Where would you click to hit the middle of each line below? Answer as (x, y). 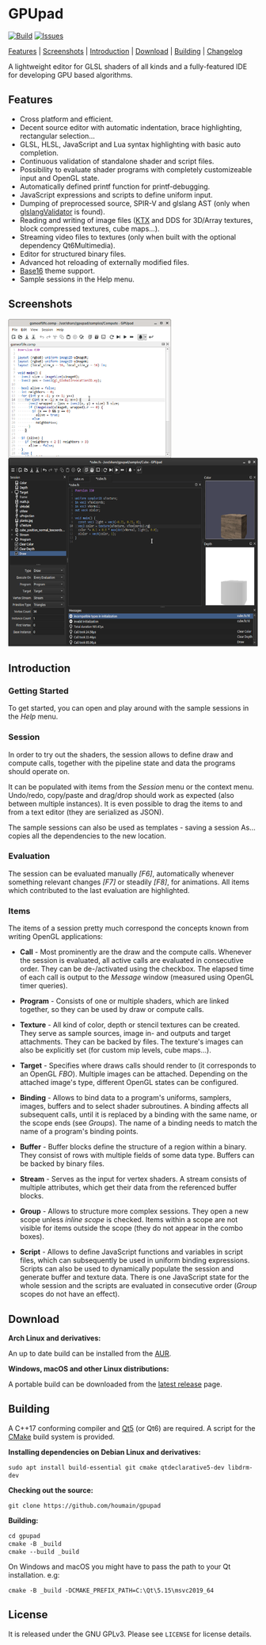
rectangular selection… (57, 136)
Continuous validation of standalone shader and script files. (117, 161)
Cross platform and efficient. (66, 119)
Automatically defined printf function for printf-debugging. (115, 186)
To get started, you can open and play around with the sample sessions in (129, 708)
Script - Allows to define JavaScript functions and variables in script (131, 1252)
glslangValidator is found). (62, 212)
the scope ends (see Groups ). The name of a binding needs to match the (138, 1123)
